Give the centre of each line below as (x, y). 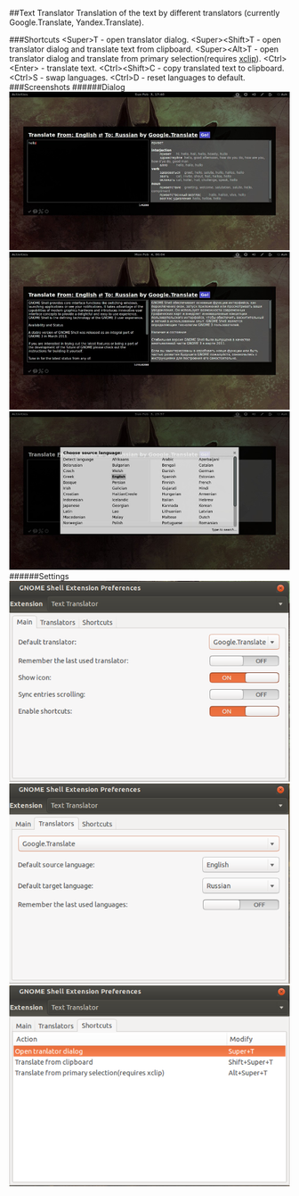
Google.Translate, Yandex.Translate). (77, 22)
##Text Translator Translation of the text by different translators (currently (145, 13)
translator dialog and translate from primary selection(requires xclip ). (135, 58)
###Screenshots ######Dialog (67, 87)
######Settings (39, 576)
